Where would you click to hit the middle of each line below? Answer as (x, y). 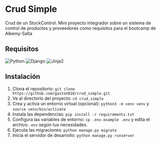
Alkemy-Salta (19, 33)
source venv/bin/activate (39, 109)
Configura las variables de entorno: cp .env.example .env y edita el (81, 119)
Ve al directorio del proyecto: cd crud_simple (58, 98)
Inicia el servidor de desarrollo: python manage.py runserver (73, 135)
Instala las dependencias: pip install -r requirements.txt (73, 114)
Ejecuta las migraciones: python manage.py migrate (64, 130)
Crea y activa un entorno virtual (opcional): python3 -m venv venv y (81, 103)
